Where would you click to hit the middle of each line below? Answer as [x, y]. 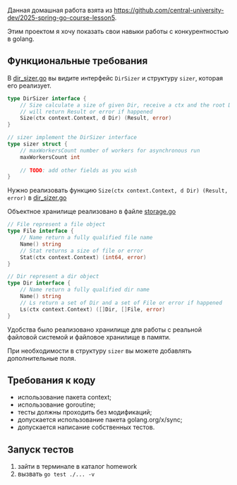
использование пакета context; [64, 397]
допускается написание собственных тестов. [86, 427]
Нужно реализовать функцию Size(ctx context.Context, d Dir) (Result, [117, 191]
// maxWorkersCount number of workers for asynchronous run [110, 150]
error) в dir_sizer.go [37, 198]
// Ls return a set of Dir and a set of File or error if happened [121, 303]
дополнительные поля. [42, 358]
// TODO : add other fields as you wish [79, 170]
